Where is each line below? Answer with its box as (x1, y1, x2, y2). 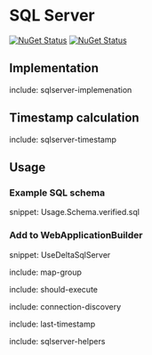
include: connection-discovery (9, 301, 122, 312)
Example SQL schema (9, 186, 105, 199)
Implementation (9, 61, 100, 76)
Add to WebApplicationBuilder (9, 229, 143, 242)
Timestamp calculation (9, 111, 140, 126)
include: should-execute (9, 284, 98, 294)
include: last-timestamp (9, 318, 96, 329)
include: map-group (9, 267, 83, 277)
